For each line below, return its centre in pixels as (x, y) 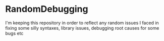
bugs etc (14, 33)
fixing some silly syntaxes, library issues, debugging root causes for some (82, 28)
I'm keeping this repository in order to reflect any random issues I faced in (82, 23)
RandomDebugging (47, 9)
